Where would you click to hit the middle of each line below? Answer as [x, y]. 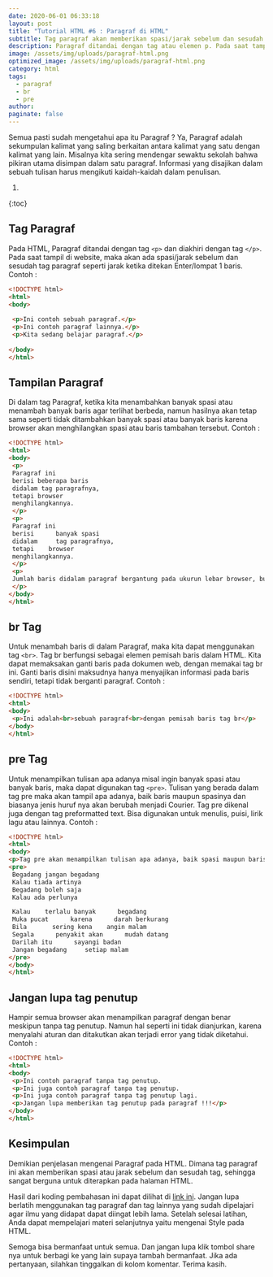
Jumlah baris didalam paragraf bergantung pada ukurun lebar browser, [134, 579]
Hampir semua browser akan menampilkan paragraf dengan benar [120, 1018]
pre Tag [28, 760]
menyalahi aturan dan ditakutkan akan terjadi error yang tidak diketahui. [129, 1035]
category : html [34, 69]
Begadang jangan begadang [56, 875]
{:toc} [18, 203]
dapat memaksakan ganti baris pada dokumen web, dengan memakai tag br [136, 664]
